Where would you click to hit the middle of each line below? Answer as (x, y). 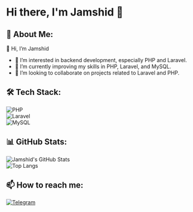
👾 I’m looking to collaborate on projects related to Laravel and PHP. (97, 73)
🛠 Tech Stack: (34, 92)
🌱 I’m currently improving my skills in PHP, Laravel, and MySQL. (93, 66)
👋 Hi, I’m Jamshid (27, 48)
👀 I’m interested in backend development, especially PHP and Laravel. (101, 60)
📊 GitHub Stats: (37, 142)
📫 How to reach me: (45, 185)
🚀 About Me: (30, 34)
